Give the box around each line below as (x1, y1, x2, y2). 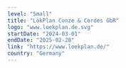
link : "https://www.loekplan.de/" (7, 43, 110, 50)
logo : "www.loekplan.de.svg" (7, 23, 94, 30)
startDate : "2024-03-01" (7, 30, 81, 38)
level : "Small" (7, 10, 53, 18)
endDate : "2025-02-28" (7, 37, 75, 44)
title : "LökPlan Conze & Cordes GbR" (7, 17, 120, 24)
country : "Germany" (7, 50, 65, 57)
